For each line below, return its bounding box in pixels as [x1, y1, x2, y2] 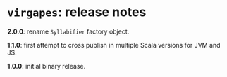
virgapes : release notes [7, 4, 147, 20]
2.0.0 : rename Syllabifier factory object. [7, 27, 130, 36]
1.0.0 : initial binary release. [7, 62, 86, 70]
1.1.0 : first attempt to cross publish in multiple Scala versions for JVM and [7, 41, 221, 49]
